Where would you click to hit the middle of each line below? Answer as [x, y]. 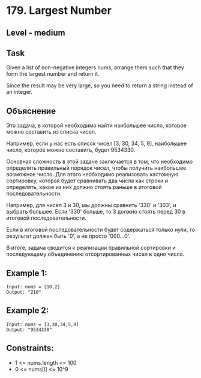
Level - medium [36, 33]
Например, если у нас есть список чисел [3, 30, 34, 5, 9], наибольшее [97, 144]
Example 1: [27, 273]
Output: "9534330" [29, 330]
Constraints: [30, 348]
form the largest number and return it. [53, 74]
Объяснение [31, 111]
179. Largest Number [59, 11]
